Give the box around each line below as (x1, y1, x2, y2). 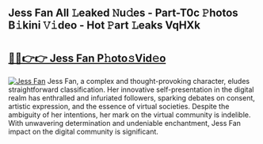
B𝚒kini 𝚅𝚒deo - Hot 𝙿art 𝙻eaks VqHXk (8, 19, 200, 32)
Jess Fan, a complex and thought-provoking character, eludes (47, 77, 250, 85)
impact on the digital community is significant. (8, 127, 158, 136)
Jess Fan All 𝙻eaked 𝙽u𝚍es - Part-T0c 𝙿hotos (8, 6, 239, 20)
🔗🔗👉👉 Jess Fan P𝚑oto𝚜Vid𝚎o (8, 51, 166, 65)
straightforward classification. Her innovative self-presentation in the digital (8, 85, 255, 94)
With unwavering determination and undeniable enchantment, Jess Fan (8, 119, 242, 127)
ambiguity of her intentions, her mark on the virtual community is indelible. (8, 110, 251, 119)
